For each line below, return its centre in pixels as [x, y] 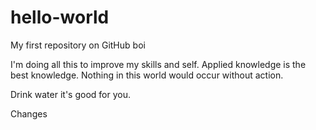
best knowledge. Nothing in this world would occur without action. [147, 75]
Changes [29, 113]
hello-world [60, 17]
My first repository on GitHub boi [78, 45]
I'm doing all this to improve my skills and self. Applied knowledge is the [158, 64]
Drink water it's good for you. [70, 94]
